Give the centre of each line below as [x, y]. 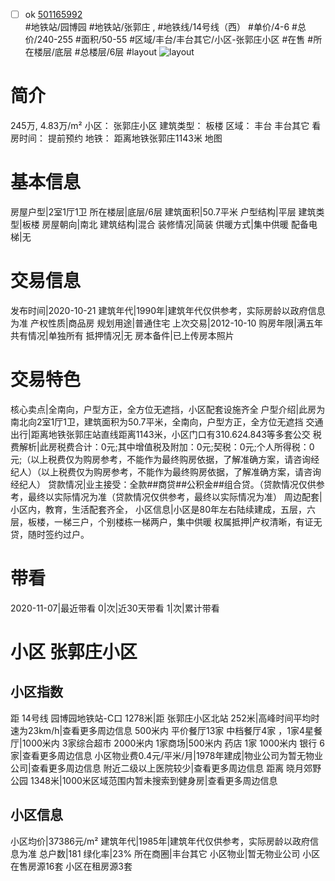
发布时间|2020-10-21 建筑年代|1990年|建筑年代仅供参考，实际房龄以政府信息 [168, 310]
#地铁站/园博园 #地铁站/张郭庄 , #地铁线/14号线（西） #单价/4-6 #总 [165, 27]
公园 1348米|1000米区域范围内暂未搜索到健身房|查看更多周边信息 [144, 780]
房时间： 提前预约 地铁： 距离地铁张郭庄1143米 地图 [116, 138]
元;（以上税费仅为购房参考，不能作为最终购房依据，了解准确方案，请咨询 [161, 459]
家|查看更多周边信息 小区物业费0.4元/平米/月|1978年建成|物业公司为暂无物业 [167, 755]
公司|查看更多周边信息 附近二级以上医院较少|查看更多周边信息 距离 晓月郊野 [166, 768]
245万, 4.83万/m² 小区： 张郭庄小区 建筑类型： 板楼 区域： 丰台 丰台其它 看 [166, 125]
